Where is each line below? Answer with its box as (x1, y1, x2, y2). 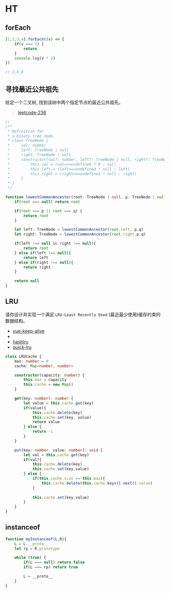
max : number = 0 (14, 359, 49, 364)
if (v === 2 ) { (14, 41, 44, 46)
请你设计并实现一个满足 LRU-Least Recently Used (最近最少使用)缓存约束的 (5, 311, 161, 318)
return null (14, 278, 39, 284)
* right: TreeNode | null (7, 152, 71, 158)
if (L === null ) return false (23, 560, 85, 565)
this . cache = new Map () (23, 382, 73, 387)
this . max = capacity (23, 377, 67, 383)
